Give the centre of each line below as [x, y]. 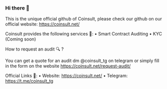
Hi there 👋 [18, 8]
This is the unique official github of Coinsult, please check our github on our [83, 19]
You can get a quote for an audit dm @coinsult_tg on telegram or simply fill [82, 61]
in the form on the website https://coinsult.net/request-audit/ [68, 66]
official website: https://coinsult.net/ [42, 24]
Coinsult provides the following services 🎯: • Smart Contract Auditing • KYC [83, 34]
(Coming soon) [21, 39]
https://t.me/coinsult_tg [29, 81]
